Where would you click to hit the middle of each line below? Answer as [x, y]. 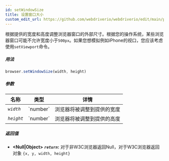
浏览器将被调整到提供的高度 [88, 119]
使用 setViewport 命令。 [29, 47]
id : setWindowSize [24, 10]
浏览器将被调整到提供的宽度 [88, 110]
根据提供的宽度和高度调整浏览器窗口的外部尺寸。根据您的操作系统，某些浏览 [84, 34]
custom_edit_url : [23, 19]
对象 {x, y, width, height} [41, 153]
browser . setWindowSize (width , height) [46, 72]
